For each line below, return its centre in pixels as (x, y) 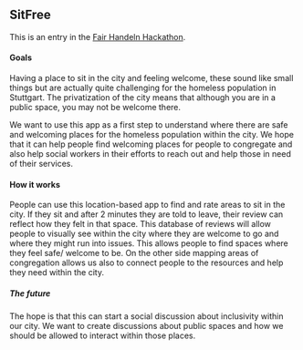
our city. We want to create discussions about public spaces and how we (146, 326)
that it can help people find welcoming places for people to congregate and (151, 144)
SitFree (31, 15)
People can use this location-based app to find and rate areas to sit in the (147, 205)
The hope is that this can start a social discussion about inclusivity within (146, 316)
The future (30, 293)
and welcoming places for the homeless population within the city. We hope (152, 135)
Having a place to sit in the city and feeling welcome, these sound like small (151, 78)
